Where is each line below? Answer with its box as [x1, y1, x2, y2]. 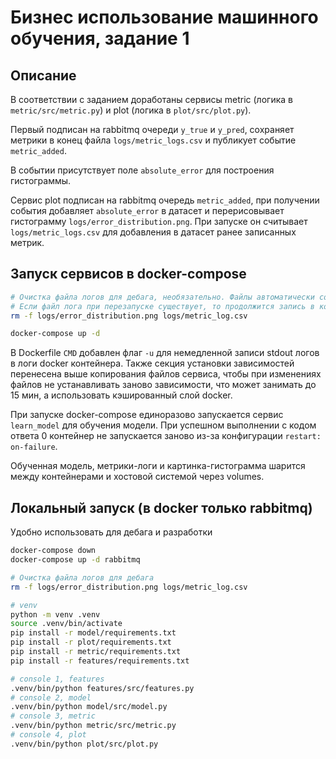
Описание [10, 67, 77, 84]
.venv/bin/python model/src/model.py [10, 702, 168, 712]
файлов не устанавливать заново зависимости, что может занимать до [10, 379, 317, 391]
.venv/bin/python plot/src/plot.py [10, 739, 159, 749]
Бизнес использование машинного [10, 6, 319, 29]
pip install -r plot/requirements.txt [10, 637, 172, 648]
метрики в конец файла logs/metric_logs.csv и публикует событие [10, 134, 297, 146]
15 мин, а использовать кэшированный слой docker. [10, 389, 233, 401]
